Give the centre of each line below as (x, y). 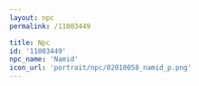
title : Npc (30, 43)
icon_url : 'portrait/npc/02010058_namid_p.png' (101, 68)
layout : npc (32, 18)
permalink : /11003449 (50, 26)
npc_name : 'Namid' (44, 60)
